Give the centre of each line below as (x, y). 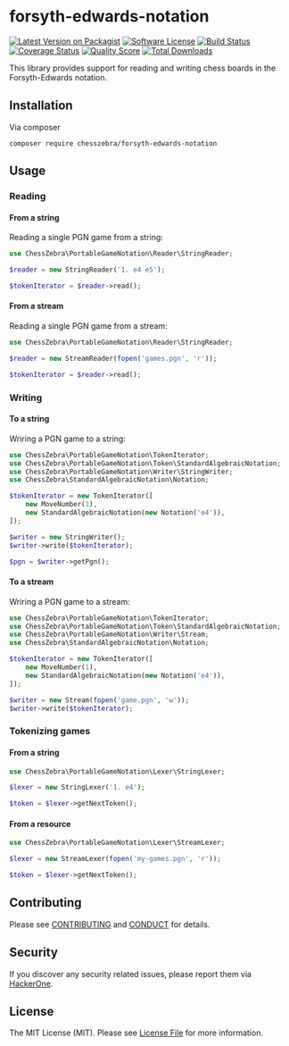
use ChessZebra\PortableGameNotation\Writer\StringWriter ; (121, 472)
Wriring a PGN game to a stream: (70, 601)
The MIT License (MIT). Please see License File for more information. (136, 1033)
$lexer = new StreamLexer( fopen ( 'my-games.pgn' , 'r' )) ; (115, 859)
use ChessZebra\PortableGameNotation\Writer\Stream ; (109, 635)
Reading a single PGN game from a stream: (88, 326)
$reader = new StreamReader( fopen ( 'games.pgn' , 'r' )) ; (113, 358)
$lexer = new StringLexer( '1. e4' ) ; (77, 788)
